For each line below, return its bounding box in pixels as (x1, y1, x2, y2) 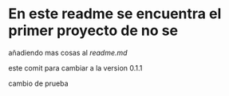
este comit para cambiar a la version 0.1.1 (8, 63, 143, 72)
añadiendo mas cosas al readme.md (8, 48, 128, 57)
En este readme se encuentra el (8, 5, 222, 23)
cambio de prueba (8, 79, 69, 88)
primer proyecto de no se (8, 21, 178, 40)
